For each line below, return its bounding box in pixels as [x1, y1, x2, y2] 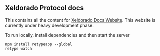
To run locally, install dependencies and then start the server [5, 32, 130, 38]
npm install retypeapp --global [5, 42, 72, 47]
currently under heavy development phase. [5, 22, 94, 28]
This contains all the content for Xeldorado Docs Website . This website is [5, 17, 156, 23]
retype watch [5, 46, 32, 51]
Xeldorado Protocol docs [5, 4, 84, 12]
